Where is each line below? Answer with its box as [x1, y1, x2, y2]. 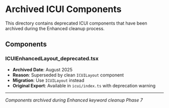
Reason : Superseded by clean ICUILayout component [12, 72, 124, 78]
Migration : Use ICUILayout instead [12, 77, 84, 83]
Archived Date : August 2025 [12, 66, 73, 72]
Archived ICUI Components [5, 4, 122, 15]
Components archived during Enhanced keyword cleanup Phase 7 [5, 97, 143, 103]
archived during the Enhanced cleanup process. [5, 25, 105, 31]
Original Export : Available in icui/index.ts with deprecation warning [12, 82, 156, 88]
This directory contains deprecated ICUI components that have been [5, 20, 147, 26]
